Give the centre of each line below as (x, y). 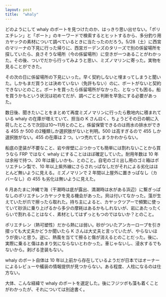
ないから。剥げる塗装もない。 (35, 249)
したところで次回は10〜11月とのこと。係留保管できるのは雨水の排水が (81, 125)
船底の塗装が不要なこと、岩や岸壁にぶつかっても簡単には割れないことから (81, 148)
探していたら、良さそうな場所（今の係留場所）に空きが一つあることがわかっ (83, 54)
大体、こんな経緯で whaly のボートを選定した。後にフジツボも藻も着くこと (82, 283)
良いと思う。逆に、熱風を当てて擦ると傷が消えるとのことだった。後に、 (87, 237)
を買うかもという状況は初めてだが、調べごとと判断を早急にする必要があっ (81, 95)
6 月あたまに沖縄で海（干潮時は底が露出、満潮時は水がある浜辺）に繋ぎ (79, 189)
